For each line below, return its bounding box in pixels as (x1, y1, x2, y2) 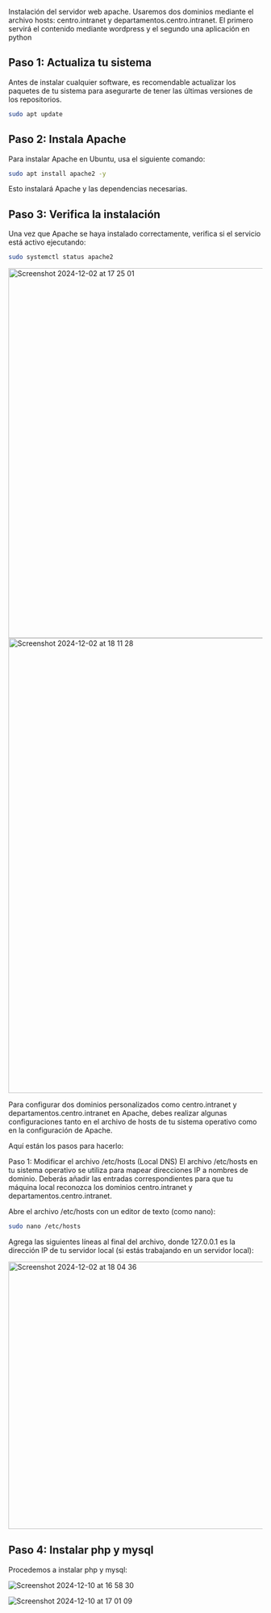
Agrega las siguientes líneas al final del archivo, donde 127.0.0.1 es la (8, 1237, 236, 1246)
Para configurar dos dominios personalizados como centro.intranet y (8, 1100, 237, 1109)
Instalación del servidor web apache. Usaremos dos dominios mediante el (8, 7, 254, 16)
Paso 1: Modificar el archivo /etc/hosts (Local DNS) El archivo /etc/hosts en (8, 1157, 258, 1167)
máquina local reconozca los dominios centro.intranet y (8, 1183, 193, 1192)
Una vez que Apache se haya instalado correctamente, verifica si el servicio (8, 229, 261, 239)
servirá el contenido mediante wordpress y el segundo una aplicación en (8, 24, 250, 33)
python (8, 32, 32, 42)
